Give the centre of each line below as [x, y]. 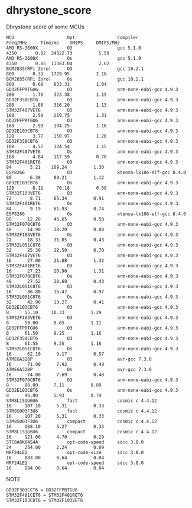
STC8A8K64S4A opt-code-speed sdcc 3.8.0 [75, 442]
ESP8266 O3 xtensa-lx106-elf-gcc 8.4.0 [96, 172]
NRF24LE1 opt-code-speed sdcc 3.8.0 [75, 463]
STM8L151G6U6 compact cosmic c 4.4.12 [82, 432]
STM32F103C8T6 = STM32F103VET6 [45, 500]
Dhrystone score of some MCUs [45, 27]
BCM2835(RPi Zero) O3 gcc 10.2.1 [75, 69]
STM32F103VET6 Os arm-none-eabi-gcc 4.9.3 [92, 235]
